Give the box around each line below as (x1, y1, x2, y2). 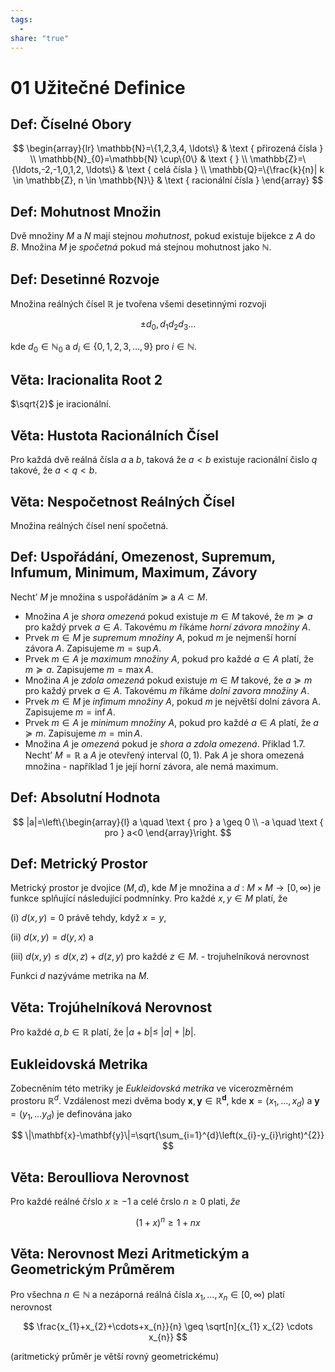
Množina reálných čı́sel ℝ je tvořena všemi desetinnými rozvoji (10, 298, 267, 310)
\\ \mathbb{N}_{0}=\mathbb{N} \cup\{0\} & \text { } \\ (29, 153, 248, 165)
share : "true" (10, 33, 70, 43)
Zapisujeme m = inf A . (24, 706, 116, 718)
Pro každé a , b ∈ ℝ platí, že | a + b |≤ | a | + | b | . (10, 1026, 197, 1038)
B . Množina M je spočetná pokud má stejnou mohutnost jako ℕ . (10, 241, 272, 253)
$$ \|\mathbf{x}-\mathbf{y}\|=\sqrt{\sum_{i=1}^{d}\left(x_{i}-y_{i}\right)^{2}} (11, 1129, 325, 1141)
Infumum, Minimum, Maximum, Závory (10, 564, 258, 581)
